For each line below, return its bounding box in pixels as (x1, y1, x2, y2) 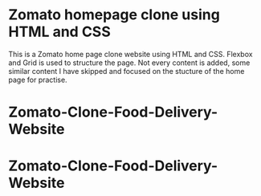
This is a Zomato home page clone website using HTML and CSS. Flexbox (8, 49, 253, 59)
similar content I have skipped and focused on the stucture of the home (8, 66, 245, 76)
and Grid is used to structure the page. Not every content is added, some (8, 58, 251, 67)
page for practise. (8, 75, 67, 84)
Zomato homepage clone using (8, 6, 221, 24)
